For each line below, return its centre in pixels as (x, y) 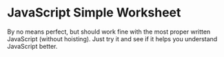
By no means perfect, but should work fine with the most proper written (109, 32)
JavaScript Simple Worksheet (94, 13)
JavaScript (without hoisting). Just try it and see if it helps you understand (112, 38)
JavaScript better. (32, 46)
